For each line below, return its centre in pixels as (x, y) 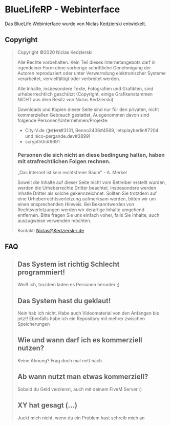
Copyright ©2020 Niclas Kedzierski (55, 52)
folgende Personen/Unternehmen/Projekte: (63, 120)
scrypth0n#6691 (42, 141)
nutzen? (31, 348)
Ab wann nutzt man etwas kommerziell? (83, 377)
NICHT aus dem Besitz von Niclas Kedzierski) (65, 99)
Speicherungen (34, 324)
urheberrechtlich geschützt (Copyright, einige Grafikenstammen (85, 94)
